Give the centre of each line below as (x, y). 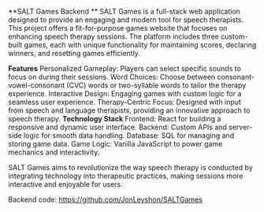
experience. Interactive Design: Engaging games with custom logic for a (125, 93)
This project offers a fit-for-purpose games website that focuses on (118, 28)
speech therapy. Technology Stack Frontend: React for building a (115, 119)
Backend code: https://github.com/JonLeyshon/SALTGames (106, 199)
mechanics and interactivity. (54, 152)
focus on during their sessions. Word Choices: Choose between (112, 77)
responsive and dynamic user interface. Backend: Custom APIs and (117, 127)
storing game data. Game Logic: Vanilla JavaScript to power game (115, 144)
